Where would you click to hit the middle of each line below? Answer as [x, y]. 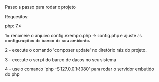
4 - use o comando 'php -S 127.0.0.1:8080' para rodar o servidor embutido [80, 69]
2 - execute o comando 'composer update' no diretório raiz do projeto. [76, 50]
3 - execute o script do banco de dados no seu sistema [60, 60]
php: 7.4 [13, 26]
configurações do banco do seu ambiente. [48, 41]
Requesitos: [17, 16]
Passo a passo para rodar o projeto [40, 7]
